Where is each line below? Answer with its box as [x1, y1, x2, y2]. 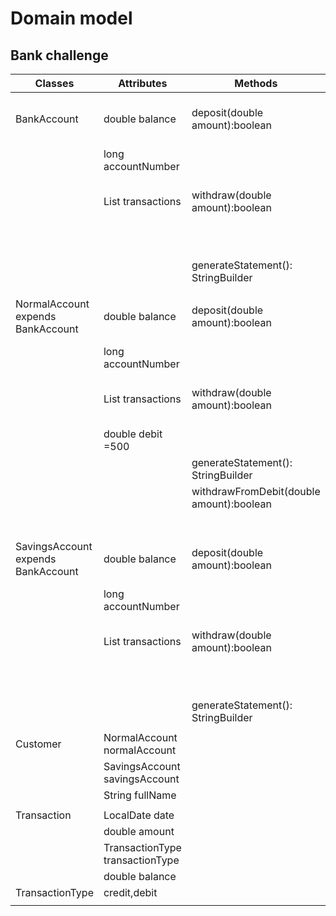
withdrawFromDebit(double [191, 485, 321, 498]
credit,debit [103, 886, 158, 899]
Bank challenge [10, 47, 109, 64]
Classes [34, 77, 75, 90]
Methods [234, 77, 278, 90]
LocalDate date [103, 808, 175, 822]
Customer [15, 737, 62, 751]
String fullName [103, 788, 177, 802]
